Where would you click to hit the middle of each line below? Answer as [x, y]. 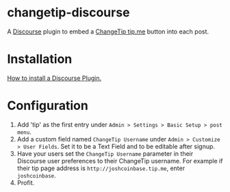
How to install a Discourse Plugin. [54, 78]
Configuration [48, 106]
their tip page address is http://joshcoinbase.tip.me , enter [101, 168]
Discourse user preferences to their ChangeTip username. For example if [120, 161]
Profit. [26, 182]
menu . [24, 132]
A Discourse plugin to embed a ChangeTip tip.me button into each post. [108, 31]
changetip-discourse [68, 13]
